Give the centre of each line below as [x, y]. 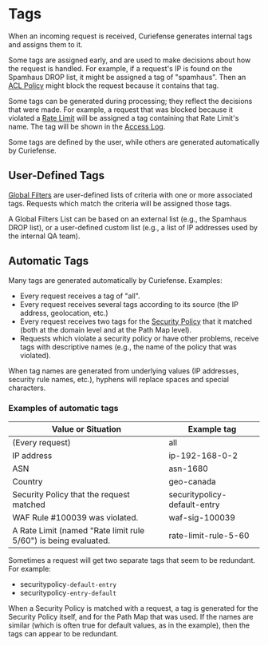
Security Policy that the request [71, 494]
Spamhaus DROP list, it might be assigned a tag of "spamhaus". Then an [127, 77]
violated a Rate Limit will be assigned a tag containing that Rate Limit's [124, 118]
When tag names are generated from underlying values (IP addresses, [124, 371]
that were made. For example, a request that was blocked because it [121, 110]
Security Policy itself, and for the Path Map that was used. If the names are [131, 616]
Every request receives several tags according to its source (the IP [129, 304]
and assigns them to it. [45, 44]
